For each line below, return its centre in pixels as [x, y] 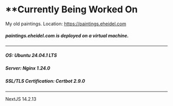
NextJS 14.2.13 [21, 99]
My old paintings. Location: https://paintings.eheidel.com [66, 24]
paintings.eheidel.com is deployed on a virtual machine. [67, 36]
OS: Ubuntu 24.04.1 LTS [31, 55]
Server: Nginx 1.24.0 [28, 68]
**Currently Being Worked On [72, 10]
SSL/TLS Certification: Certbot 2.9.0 [45, 81]
